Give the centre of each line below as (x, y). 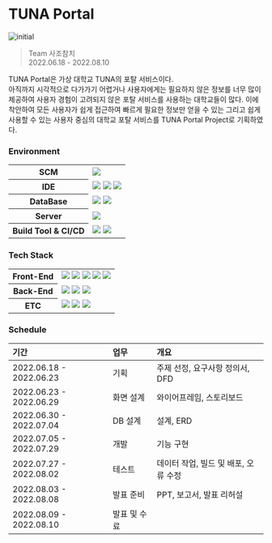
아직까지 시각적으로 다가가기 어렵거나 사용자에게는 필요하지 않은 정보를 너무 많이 (135, 89)
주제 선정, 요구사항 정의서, (203, 368)
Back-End (33, 291)
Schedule (28, 330)
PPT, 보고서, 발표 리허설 (200, 494)
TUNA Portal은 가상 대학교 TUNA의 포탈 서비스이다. (91, 79)
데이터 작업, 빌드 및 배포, (201, 463)
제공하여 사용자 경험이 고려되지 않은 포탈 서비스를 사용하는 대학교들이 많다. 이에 (134, 99)
